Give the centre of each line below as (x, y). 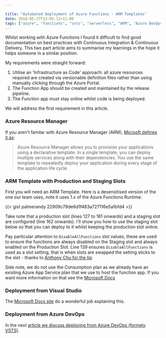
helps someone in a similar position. (41, 53)
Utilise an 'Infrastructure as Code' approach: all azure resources (78, 72)
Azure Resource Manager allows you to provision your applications (85, 147)
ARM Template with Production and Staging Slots (65, 181)
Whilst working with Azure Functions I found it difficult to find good (73, 37)
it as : (10, 137)
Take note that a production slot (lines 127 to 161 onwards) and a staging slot (83, 216)
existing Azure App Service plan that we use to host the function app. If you (82, 272)
